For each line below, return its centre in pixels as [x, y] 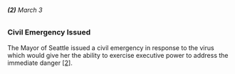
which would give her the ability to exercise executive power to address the [118, 55]
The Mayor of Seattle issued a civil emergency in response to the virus [111, 48]
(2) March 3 [25, 10]
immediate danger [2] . [40, 63]
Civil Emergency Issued [49, 32]
